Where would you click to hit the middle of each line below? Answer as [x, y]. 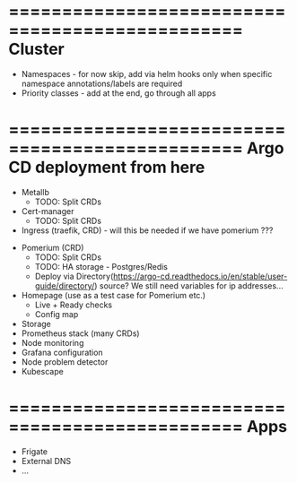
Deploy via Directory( [74, 276]
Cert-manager [48, 211]
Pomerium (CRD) [52, 247]
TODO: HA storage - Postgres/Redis [101, 266]
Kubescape [42, 371]
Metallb [35, 192]
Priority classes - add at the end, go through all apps [118, 93]
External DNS [46, 461]
